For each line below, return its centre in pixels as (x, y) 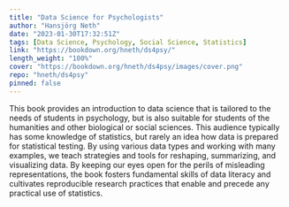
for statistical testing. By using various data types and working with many (142, 146)
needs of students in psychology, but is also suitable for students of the (140, 118)
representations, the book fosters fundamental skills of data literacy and (140, 174)
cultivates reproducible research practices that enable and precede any (139, 183)
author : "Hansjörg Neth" (55, 26)
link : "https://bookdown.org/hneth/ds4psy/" (92, 50)
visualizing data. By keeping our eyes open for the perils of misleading (137, 165)
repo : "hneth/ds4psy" (49, 75)
